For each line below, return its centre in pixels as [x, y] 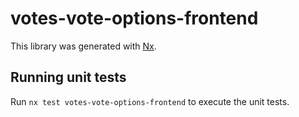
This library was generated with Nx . [83, 46]
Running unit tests [68, 77]
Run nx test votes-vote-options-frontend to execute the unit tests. [150, 101]
